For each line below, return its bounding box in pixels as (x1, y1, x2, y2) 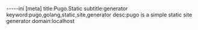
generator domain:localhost (6, 18, 75, 24)
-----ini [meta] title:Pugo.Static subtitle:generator (6, 5, 128, 12)
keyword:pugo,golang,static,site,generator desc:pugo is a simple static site (6, 11, 193, 18)
